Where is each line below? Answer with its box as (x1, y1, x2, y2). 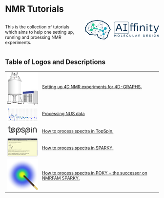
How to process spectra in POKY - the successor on (42, 170, 147, 176)
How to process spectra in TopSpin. (42, 128, 114, 134)
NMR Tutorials (5, 3, 64, 15)
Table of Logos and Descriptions (5, 58, 106, 66)
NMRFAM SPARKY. (42, 175, 80, 181)
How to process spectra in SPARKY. (42, 145, 114, 151)
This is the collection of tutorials (5, 23, 70, 30)
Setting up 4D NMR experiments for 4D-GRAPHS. (42, 84, 142, 89)
